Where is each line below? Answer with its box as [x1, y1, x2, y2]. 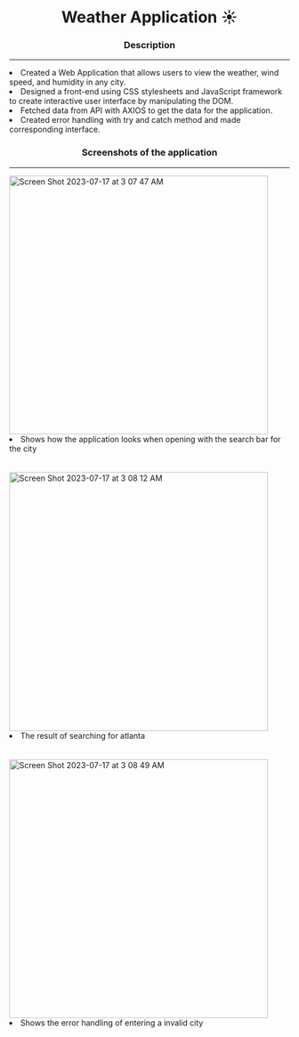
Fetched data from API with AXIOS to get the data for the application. [20, 105, 273, 116]
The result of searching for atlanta [20, 730, 145, 741]
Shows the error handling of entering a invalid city [20, 1017, 204, 1028]
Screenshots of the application [81, 146, 218, 158]
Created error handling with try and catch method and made [20, 115, 241, 126]
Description [123, 39, 176, 52]
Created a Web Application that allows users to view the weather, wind [20, 68, 279, 78]
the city [9, 443, 37, 454]
